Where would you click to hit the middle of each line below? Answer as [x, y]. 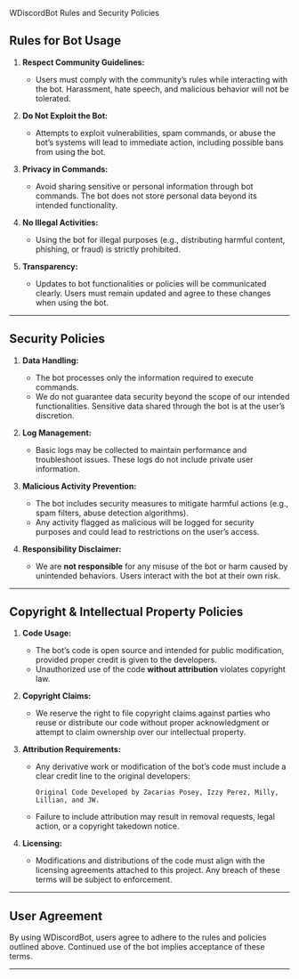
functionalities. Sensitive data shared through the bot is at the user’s [160, 406]
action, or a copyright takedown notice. [107, 826]
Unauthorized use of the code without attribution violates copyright [161, 669]
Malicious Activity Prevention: [79, 486]
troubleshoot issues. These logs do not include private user [144, 459]
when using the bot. [72, 303]
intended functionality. [77, 205]
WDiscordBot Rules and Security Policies [85, 13]
